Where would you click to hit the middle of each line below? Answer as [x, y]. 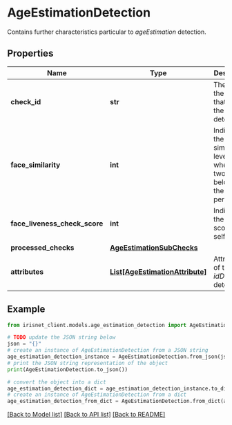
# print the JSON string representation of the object [88, 363]
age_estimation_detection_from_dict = [63, 402]
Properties [30, 53]
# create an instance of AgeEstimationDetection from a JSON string [108, 350]
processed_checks [42, 248]
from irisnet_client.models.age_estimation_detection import [97, 325]
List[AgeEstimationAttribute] [158, 272]
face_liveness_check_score [57, 224]
